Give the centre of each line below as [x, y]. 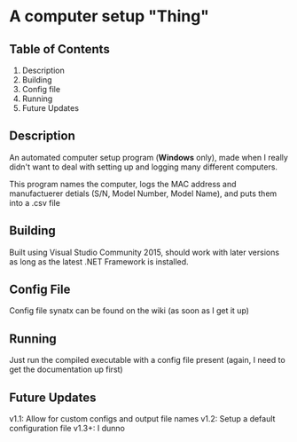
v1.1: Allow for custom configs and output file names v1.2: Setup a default [142, 419]
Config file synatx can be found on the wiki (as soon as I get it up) [129, 311]
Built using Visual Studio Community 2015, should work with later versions [145, 252]
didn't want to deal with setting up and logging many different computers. [143, 167]
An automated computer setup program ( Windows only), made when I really [148, 157]
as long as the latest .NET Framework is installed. [99, 261]
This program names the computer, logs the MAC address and [123, 184]
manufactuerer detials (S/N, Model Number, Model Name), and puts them [143, 193]
